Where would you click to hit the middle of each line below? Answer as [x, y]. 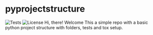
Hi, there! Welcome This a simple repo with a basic [96, 22]
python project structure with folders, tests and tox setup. [64, 27]
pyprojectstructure [45, 9]
